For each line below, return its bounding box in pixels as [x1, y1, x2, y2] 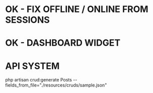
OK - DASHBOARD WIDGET [5, 37, 121, 49]
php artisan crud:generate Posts [5, 77, 72, 83]
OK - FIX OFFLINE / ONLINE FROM [5, 4, 148, 15]
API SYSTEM [5, 60, 60, 71]
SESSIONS [5, 14, 50, 26]
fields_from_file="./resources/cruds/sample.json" [5, 82, 107, 88]
